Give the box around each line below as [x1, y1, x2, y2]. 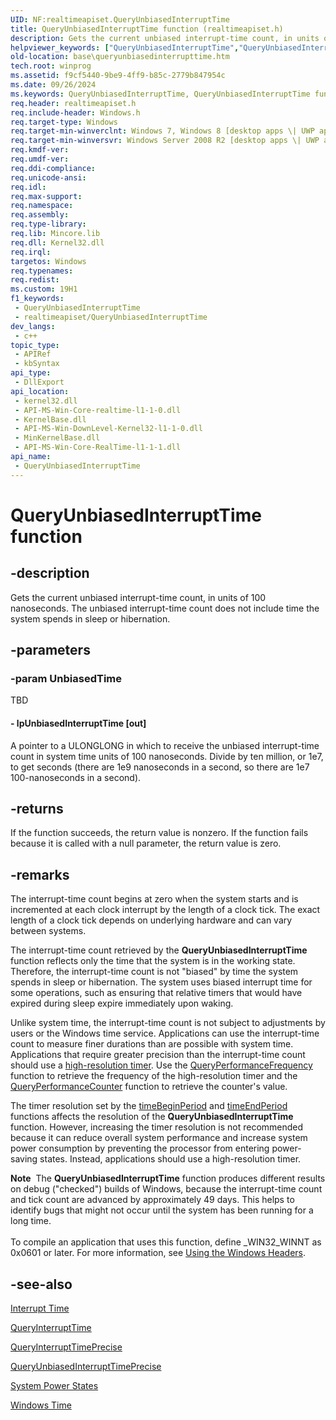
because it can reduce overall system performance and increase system [10, 1132, 308, 1144]
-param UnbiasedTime [10, 671, 123, 685]
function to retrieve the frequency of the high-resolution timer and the [10, 1070, 298, 1082]
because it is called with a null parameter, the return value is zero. [10, 837, 282, 850]
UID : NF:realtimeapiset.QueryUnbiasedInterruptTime [10, 14, 230, 25]
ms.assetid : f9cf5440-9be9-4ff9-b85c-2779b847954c [10, 71, 226, 81]
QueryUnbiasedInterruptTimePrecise [10, 1360, 162, 1372]
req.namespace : [10, 201, 74, 211]
